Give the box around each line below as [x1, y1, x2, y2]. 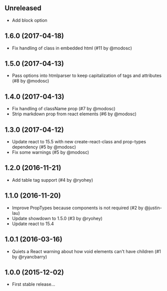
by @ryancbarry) [11, 254, 47, 260]
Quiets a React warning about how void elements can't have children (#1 [11, 248, 161, 254]
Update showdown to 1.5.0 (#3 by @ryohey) [11, 215, 103, 221]
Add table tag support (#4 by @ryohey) [11, 177, 93, 183]
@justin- [144, 205, 162, 211]
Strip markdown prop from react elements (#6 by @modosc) [11, 111, 137, 117]
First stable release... [11, 282, 55, 288]
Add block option [11, 17, 48, 23]
